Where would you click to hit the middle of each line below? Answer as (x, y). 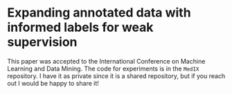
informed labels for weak (80, 27)
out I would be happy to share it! (53, 83)
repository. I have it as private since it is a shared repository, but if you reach (116, 76)
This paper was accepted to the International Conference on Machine (106, 61)
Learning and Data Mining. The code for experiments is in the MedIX (103, 68)
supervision (42, 42)
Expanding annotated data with (99, 13)
